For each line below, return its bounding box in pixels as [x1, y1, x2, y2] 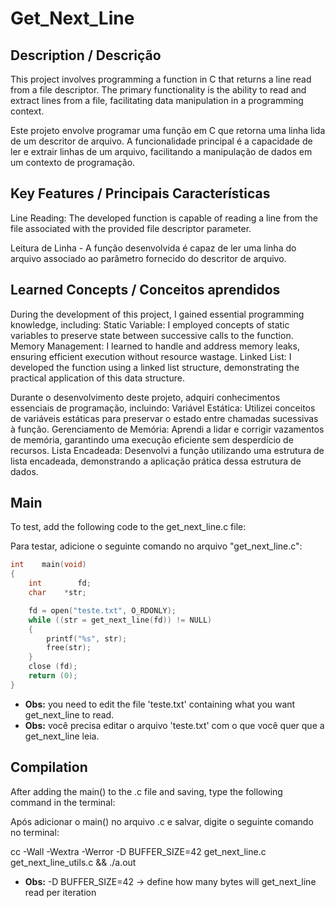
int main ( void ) [10, 560, 87, 570]
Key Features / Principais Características [10, 185, 271, 202]
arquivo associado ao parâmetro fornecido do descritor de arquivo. [10, 252, 287, 264]
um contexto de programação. [10, 157, 136, 168]
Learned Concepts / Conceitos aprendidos [10, 282, 281, 299]
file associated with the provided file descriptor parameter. [10, 222, 252, 234]
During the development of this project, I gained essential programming [10, 308, 305, 320]
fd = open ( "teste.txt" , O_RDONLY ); [28, 605, 177, 616]
